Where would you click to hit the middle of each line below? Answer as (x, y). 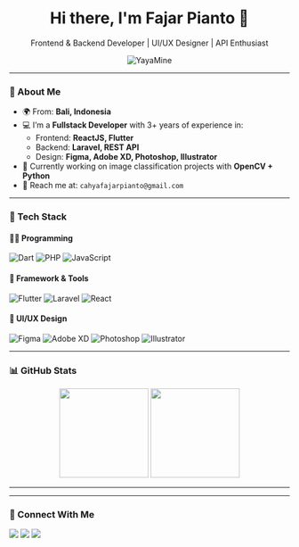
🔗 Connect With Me (52, 514)
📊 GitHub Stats (43, 370)
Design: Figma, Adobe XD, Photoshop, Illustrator (126, 157)
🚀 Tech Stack (38, 217)
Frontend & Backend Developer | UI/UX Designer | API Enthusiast (149, 43)
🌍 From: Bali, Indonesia (66, 112)
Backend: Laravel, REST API (87, 147)
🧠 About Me (35, 91)
